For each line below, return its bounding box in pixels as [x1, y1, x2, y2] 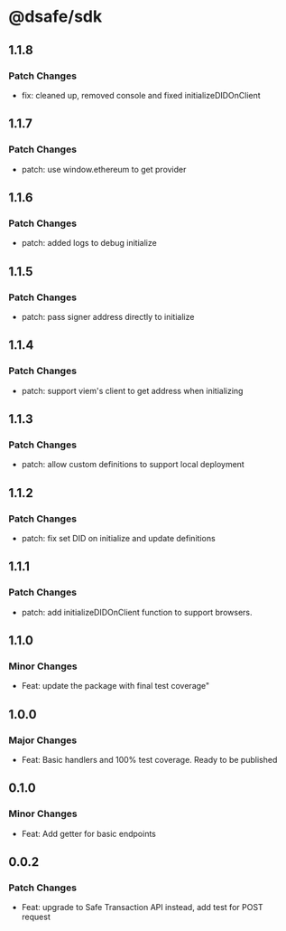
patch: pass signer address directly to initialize [21, 311, 195, 322]
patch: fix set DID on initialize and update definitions [21, 533, 216, 543]
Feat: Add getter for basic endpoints [21, 828, 157, 839]
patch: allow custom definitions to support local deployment [21, 459, 244, 470]
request [21, 911, 51, 923]
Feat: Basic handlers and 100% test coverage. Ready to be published [21, 755, 278, 766]
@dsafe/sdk [8, 6, 103, 27]
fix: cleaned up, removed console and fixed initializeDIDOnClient [21, 89, 261, 100]
